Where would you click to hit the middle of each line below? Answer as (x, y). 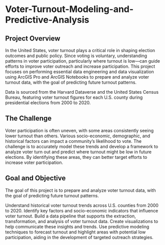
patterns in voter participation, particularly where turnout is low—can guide (82, 61)
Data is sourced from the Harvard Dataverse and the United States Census (82, 92)
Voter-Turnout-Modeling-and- (69, 9)
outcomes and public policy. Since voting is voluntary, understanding (76, 56)
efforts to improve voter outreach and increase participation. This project (80, 66)
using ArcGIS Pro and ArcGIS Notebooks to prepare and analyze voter (77, 77)
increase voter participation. (34, 162)
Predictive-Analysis (47, 20)
